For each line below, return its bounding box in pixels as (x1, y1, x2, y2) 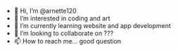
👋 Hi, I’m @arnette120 (13, 7, 77, 15)
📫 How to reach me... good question (13, 37, 122, 45)
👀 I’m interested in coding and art (13, 14, 110, 22)
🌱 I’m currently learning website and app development (13, 22, 171, 30)
